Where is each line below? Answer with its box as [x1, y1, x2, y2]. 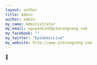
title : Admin [5, 12, 33, 17]
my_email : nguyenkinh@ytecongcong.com [5, 26, 87, 31]
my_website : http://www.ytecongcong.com [5, 40, 92, 45]
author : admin [5, 17, 36, 22]
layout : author [5, 7, 38, 13]
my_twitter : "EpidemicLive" [5, 36, 65, 41]
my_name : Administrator [5, 21, 56, 27]
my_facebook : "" [5, 31, 40, 36]
